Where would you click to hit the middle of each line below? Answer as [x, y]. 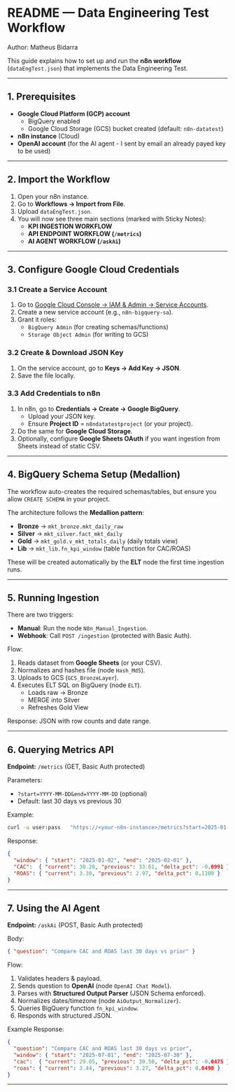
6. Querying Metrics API [60, 750]
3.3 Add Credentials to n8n [54, 394]
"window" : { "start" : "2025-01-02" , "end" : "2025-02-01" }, [103, 861]
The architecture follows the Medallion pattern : [76, 512]
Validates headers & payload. [59, 979]
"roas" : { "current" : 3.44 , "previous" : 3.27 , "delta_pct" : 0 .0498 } [117, 1068]
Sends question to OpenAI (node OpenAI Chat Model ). [94, 986]
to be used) [34, 151]
